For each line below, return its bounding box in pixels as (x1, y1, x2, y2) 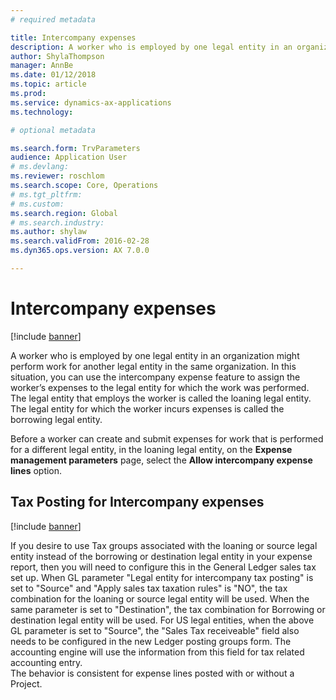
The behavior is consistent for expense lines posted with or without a (10, 667, 295, 679)
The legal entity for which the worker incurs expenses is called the (10, 402, 285, 415)
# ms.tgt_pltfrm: (10, 189, 83, 200)
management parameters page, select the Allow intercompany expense (10, 454, 313, 466)
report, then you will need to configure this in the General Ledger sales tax (10, 561, 317, 573)
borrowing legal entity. (10, 413, 103, 425)
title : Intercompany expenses (10, 32, 137, 43)
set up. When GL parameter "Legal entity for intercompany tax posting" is (10, 571, 314, 583)
